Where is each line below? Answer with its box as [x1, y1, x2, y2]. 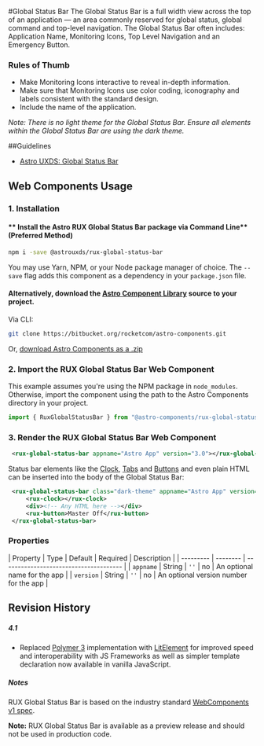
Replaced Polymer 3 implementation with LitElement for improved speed [19, 643, 254, 652]
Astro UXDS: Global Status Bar [19, 156, 119, 166]
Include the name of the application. [19, 102, 137, 112]
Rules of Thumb [8, 59, 71, 70]
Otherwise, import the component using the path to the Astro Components [8, 390, 249, 399]
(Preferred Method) [8, 231, 73, 241]
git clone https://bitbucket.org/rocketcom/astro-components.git [8, 329, 226, 337]
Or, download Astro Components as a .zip [8, 344, 143, 353]
